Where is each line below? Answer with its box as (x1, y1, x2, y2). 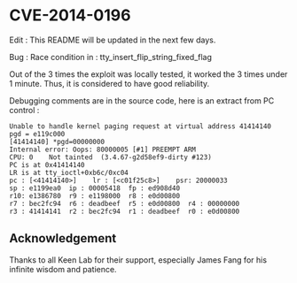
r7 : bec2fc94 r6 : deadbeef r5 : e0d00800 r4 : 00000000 (9, 199, 240, 208)
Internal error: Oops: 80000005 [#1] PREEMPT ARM (9, 145, 197, 154)
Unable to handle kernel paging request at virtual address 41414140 (9, 121, 272, 131)
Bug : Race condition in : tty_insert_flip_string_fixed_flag (9, 51, 213, 62)
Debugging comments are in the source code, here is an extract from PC (9, 95, 275, 106)
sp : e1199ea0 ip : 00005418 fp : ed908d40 (9, 183, 180, 193)
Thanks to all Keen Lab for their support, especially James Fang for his (9, 254, 268, 265)
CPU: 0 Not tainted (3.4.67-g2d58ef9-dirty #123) (9, 152, 213, 162)
